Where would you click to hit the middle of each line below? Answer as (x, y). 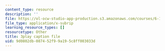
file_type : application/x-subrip (39, 23)
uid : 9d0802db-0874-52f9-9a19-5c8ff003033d (50, 41)
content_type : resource (29, 9)
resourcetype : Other (26, 32)
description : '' (22, 14)
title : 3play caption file (33, 37)
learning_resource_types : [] (35, 28)
